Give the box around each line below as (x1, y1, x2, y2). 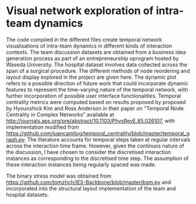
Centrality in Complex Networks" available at (6, 111, 114, 118)
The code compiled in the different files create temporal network (6, 36, 163, 43)
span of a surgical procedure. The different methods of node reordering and (6, 67, 190, 74)
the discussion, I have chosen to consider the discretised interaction (6, 148, 171, 155)
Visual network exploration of (6, 4, 154, 18)
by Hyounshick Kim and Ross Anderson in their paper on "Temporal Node (6, 105, 184, 112)
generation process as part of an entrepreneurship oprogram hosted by (6, 55, 179, 62)
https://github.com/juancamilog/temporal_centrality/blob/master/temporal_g (6, 129, 190, 136)
